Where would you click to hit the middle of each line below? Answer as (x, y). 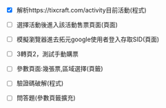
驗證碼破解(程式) (40, 83)
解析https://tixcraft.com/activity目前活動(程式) (81, 10)
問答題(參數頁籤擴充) (46, 98)
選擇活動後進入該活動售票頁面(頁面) (67, 25)
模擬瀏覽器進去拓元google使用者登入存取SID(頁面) (88, 39)
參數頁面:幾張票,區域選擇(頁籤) (60, 69)
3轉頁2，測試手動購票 (47, 54)
